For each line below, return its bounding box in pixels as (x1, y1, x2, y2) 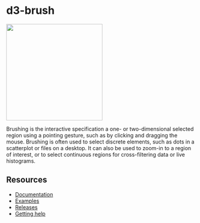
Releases (14, 203, 38, 211)
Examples (14, 197, 40, 204)
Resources (6, 175, 47, 185)
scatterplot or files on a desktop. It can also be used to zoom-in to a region (6, 144, 192, 151)
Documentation (14, 190, 53, 198)
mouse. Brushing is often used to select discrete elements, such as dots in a (6, 138, 195, 145)
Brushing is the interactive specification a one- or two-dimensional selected (6, 125, 194, 133)
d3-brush (6, 4, 55, 17)
